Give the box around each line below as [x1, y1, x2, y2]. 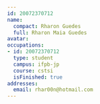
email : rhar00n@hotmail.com [13, 86, 94, 93]
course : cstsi [13, 67, 53, 74]
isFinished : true [13, 73, 63, 81]
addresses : [7, 80, 38, 87]
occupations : [7, 42, 45, 49]
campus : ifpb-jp [13, 61, 60, 68]
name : [7, 16, 23, 23]
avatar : [7, 36, 29, 42]
